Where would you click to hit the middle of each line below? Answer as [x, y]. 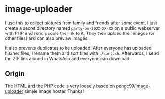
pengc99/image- [133, 86]
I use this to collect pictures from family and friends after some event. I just [81, 23]
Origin [15, 74]
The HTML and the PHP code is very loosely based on [60, 86]
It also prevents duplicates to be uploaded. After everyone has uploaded [78, 48]
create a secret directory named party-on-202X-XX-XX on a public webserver [82, 28]
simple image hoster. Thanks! [54, 91]
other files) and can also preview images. [47, 38]
